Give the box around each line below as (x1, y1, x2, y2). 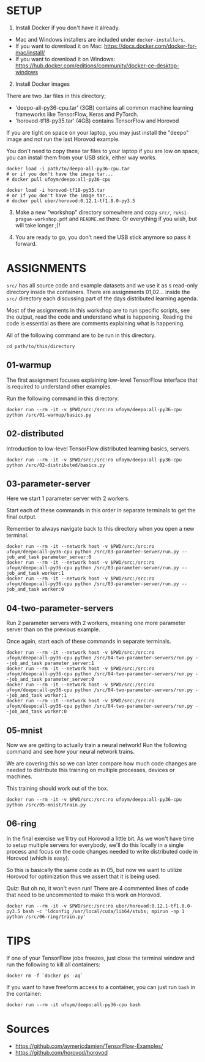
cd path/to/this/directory (6, 343, 75, 349)
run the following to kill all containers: (6, 960, 101, 968)
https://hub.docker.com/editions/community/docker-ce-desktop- (15, 62, 180, 69)
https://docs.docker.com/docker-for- (103, 42, 198, 50)
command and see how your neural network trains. (6, 748, 135, 755)
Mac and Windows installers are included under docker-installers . (15, 36, 185, 43)
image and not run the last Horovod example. (6, 135, 121, 143)
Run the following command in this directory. (6, 395, 119, 402)
